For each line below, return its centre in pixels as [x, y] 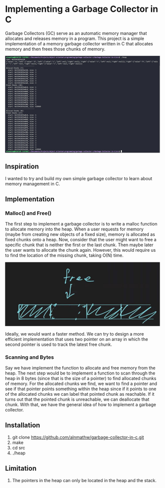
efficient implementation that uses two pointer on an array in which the [77, 339]
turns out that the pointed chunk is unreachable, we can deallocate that [77, 399]
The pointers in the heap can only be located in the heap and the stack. [84, 480]
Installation [23, 425]
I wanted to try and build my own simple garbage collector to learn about [79, 178]
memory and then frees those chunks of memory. [55, 49]
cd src [19, 448]
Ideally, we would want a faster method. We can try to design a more [74, 334]
